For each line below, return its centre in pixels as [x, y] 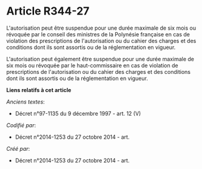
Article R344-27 [48, 11]
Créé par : [18, 148]
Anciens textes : [26, 102]
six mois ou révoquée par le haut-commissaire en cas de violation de [92, 65]
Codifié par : [21, 125]
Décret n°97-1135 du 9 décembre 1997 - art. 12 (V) [78, 113]
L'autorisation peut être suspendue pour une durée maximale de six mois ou [101, 28]
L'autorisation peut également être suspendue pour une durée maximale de [100, 59]
